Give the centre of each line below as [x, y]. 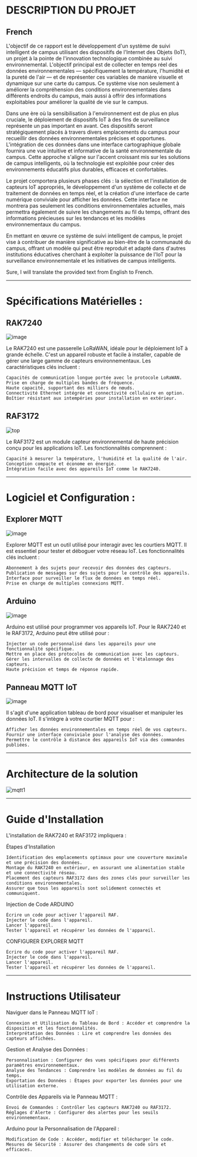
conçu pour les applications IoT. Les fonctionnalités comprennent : [86, 448]
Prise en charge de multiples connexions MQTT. [65, 583]
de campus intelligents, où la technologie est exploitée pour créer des [90, 163]
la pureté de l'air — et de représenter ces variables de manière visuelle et [95, 77]
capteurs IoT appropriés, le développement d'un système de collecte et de [96, 187]
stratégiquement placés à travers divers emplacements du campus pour [93, 132]
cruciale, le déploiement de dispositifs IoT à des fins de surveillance [88, 120]
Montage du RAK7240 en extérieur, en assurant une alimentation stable [95, 868]
